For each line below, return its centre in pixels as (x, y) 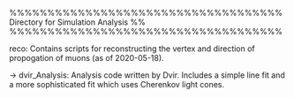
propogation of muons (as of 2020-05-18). (87, 58)
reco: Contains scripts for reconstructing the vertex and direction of (132, 49)
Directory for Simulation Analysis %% (77, 22)
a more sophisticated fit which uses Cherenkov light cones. (117, 84)
